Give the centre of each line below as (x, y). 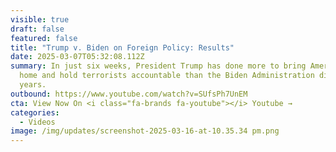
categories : (35, 112)
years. (33, 85)
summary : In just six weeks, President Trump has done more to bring (158, 66)
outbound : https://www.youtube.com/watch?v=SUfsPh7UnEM (129, 94)
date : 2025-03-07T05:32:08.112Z (77, 57)
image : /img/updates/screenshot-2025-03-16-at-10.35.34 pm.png (145, 131)
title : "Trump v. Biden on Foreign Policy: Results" (122, 47)
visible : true (40, 19)
